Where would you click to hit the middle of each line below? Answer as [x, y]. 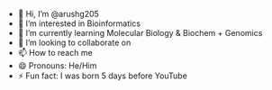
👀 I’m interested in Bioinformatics [79, 23]
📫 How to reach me [55, 53]
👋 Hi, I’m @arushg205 [58, 14]
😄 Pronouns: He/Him [57, 66]
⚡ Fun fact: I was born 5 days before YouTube [102, 76]
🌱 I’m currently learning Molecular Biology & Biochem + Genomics [140, 33]
